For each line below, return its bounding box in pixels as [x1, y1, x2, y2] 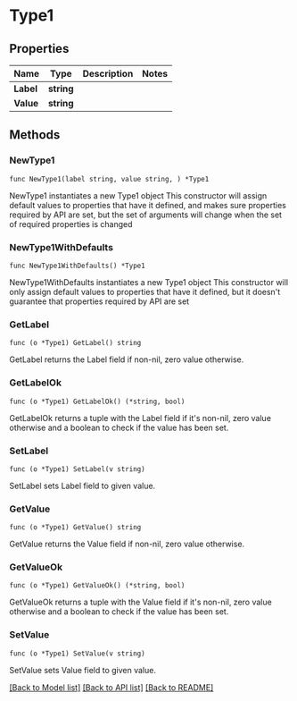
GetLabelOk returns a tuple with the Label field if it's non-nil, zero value [9, 412, 272, 423]
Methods [9, 127, 61, 143]
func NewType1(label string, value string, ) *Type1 [9, 174, 210, 183]
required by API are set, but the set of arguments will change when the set [9, 209, 283, 220]
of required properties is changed [9, 218, 133, 229]
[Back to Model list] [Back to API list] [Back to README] [9, 681, 214, 693]
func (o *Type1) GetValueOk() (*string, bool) [9, 581, 186, 590]
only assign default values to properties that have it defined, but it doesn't [9, 286, 281, 297]
